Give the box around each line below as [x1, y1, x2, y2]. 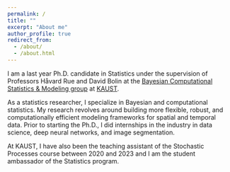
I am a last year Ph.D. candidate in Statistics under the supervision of [7, 69, 208, 78]
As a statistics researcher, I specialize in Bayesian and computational [7, 98, 208, 106]
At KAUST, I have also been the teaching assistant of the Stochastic [7, 142, 205, 150]
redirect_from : [7, 37, 52, 44]
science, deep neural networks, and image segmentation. [7, 128, 176, 137]
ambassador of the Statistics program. [7, 156, 120, 165]
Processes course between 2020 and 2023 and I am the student [7, 149, 196, 158]
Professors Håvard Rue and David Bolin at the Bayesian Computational [7, 76, 213, 85]
